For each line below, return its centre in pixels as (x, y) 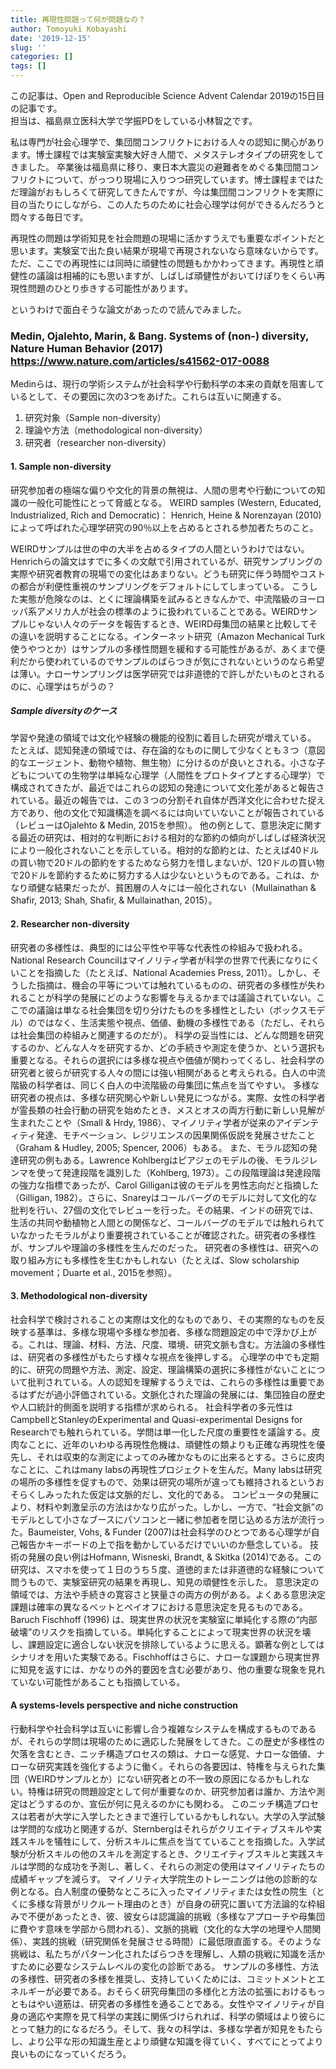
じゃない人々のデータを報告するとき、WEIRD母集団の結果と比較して (168, 623)
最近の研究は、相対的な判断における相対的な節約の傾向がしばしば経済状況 (172, 838)
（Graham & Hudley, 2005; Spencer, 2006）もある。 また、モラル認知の (159, 1147)
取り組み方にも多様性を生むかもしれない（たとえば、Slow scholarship (155, 1260)
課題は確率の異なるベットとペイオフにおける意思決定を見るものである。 (159, 1607)
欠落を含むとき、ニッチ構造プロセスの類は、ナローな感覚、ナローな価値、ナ (168, 1754)
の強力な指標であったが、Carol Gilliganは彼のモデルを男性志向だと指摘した (165, 1185)
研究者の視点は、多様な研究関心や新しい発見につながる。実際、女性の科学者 (168, 1097)
